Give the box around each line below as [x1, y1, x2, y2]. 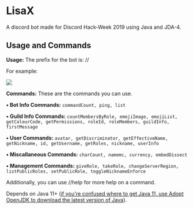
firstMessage [6, 124, 38, 130]
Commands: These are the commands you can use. [6, 90, 132, 97]
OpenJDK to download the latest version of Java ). [6, 196, 127, 203]
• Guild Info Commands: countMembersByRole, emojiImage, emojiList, [6, 113, 178, 120]
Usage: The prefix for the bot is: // [6, 56, 89, 63]
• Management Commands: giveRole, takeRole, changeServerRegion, [6, 162, 179, 169]
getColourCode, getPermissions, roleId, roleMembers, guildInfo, [6, 119, 169, 124]
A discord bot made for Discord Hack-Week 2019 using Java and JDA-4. [6, 23, 181, 31]
